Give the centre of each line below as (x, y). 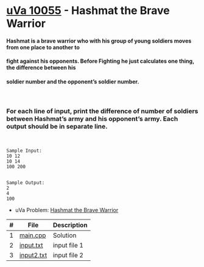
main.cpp (33, 235)
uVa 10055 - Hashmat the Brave (88, 11)
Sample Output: (26, 183)
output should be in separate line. (57, 126)
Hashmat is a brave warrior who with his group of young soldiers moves (99, 41)
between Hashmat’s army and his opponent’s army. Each (92, 118)
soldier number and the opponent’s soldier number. (73, 81)
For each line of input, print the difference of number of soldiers (102, 111)
